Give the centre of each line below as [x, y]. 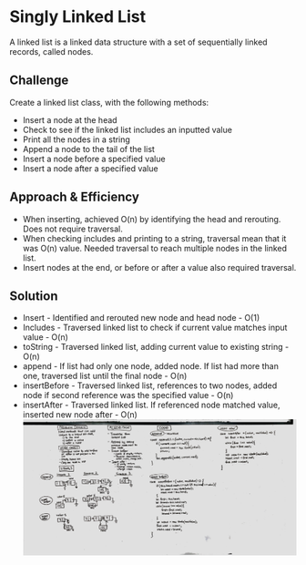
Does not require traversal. [72, 229]
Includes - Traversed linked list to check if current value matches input [155, 328]
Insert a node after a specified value [90, 168]
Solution [34, 296]
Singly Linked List [78, 17]
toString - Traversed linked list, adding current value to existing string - [156, 347]
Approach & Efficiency [74, 197]
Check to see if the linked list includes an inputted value [127, 129]
